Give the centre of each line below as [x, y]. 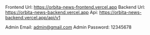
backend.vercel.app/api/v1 [33, 17]
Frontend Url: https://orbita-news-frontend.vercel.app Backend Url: [75, 7]
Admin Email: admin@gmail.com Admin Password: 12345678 [68, 27]
